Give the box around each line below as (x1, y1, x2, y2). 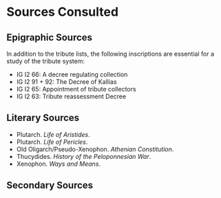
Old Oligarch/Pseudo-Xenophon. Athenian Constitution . (16, 145, 174, 153)
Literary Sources (6, 112, 80, 124)
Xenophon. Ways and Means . (16, 159, 101, 168)
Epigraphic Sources (6, 32, 93, 43)
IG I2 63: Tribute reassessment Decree (16, 92, 127, 100)
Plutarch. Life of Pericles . (16, 137, 88, 146)
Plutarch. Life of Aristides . (16, 130, 90, 138)
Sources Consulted (6, 4, 118, 20)
